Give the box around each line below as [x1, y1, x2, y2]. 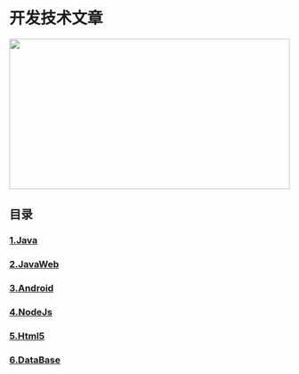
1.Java [9, 234, 38, 247]
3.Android [9, 282, 54, 295]
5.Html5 [9, 329, 45, 342]
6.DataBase [9, 354, 61, 366]
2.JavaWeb [9, 258, 60, 271]
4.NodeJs [9, 306, 53, 319]
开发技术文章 [9, 8, 104, 28]
